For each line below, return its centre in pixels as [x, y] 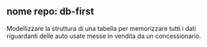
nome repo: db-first [50, 12]
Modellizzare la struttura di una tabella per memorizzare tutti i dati [101, 28]
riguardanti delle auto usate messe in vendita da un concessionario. [104, 36]
